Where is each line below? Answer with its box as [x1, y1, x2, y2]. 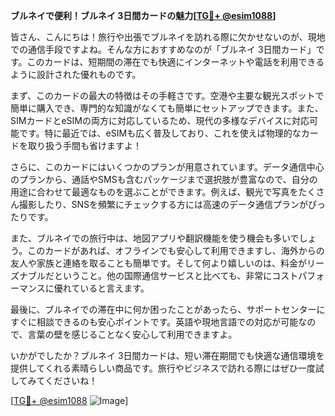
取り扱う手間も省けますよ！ [27, 140, 142, 151]
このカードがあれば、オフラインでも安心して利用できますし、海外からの [27, 245, 325, 256]
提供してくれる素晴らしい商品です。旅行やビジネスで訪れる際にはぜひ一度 [10, 362, 316, 374]
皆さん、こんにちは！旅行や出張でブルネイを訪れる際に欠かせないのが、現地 [10, 31, 326, 43]
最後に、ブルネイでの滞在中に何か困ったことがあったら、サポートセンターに [10, 304, 326, 315]
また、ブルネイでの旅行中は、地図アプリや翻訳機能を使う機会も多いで [10, 232, 300, 244]
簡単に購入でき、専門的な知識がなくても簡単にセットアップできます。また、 [10, 102, 324, 114]
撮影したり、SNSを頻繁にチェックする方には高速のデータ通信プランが [18, 199, 308, 210]
